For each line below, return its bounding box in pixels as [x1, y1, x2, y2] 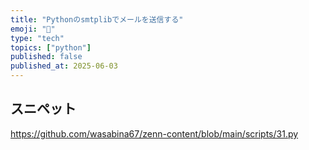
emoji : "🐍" [10, 24, 56, 34]
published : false [10, 52, 83, 62]
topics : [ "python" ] [10, 42, 92, 53]
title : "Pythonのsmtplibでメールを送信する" [10, 14, 184, 25]
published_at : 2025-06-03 [10, 61, 118, 71]
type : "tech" [10, 33, 65, 43]
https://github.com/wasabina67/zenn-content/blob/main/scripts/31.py [10, 127, 299, 140]
